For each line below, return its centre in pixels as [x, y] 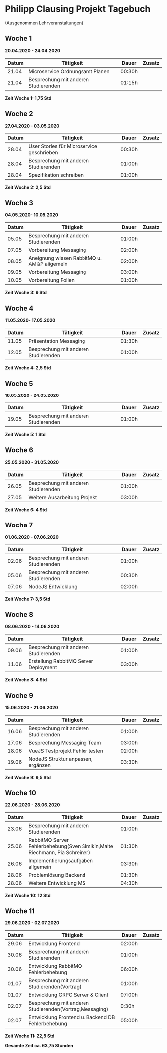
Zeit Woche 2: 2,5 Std [28, 187]
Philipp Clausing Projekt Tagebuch [78, 9]
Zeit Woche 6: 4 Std [26, 510]
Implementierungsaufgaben [61, 861]
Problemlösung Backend [57, 875]
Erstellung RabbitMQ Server [61, 661]
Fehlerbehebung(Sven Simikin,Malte [71, 846]
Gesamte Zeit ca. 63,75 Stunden [39, 1045]
